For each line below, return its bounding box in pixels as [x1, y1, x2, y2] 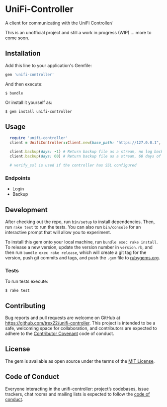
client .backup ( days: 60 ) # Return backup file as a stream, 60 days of [9, 154, 162, 159]
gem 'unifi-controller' [5, 72, 55, 77]
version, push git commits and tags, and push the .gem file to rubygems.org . [5, 254, 161, 260]
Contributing [5, 302, 46, 310]
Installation [5, 49, 41, 58]
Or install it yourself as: [5, 99, 52, 105]
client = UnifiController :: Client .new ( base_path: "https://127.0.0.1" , [9, 140, 162, 145]
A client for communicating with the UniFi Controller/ [5, 20, 113, 26]
